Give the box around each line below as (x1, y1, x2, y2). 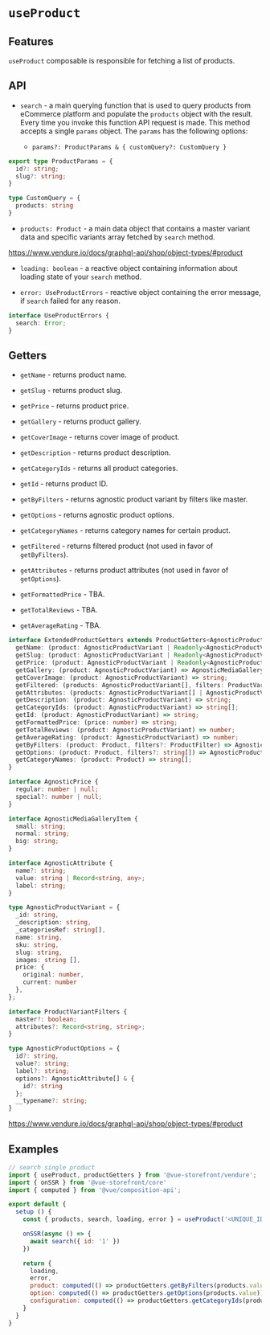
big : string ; (15, 837, 59, 846)
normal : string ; (15, 829, 70, 837)
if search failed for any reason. (19, 296, 121, 305)
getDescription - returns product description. (19, 448, 171, 457)
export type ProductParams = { (8, 157, 113, 166)
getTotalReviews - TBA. (19, 605, 98, 615)
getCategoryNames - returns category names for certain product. (19, 526, 231, 535)
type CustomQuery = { (8, 195, 81, 203)
